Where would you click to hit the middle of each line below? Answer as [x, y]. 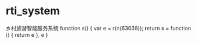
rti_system [33, 11]
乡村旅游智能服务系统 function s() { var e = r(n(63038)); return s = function [98, 28]
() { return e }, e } [27, 34]
